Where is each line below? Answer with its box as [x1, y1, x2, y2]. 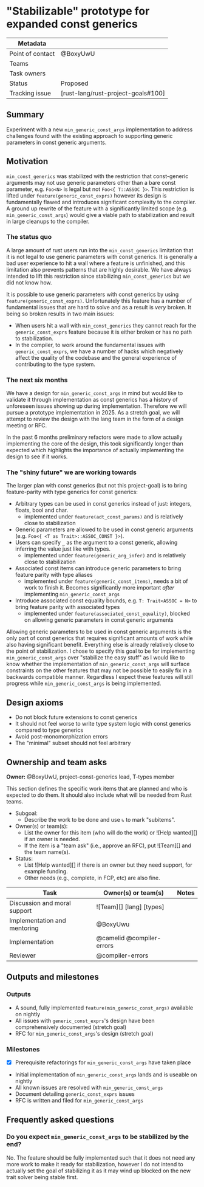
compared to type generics [15, 726, 84, 734]
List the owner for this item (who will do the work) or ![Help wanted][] [24, 829, 197, 836]
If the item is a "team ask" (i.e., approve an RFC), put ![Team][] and [24, 842, 191, 849]
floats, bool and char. [15, 506, 69, 514]
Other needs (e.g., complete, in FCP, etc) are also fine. [24, 874, 161, 882]
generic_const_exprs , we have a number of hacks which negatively [15, 348, 183, 355]
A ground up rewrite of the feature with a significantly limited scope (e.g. [6, 205, 188, 212]
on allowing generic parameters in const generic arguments [24, 616, 174, 624]
